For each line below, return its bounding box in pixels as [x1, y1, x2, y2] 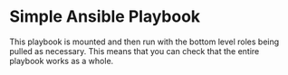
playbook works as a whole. [9, 55, 114, 66]
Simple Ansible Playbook [9, 6, 201, 27]
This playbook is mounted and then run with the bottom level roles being [9, 36, 280, 47]
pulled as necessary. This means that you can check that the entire [9, 45, 260, 56]
